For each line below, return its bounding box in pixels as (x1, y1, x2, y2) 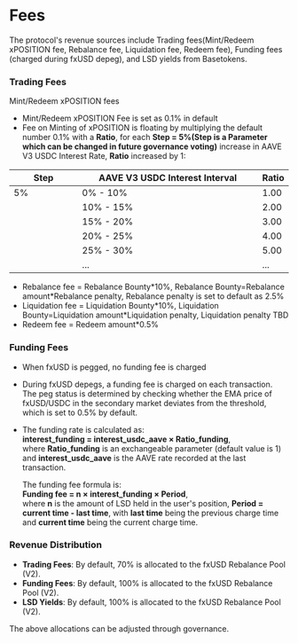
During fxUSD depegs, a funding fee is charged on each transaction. (21, 379, 273, 389)
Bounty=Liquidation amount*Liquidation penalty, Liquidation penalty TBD (21, 310, 289, 320)
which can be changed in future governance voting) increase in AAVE (21, 141, 282, 152)
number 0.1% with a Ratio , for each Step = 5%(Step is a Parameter (21, 132, 268, 143)
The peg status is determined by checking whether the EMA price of (21, 388, 272, 399)
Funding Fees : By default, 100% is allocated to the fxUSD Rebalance (21, 577, 273, 588)
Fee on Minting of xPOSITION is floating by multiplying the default (21, 122, 263, 133)
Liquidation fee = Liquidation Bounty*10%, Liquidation (21, 301, 219, 311)
